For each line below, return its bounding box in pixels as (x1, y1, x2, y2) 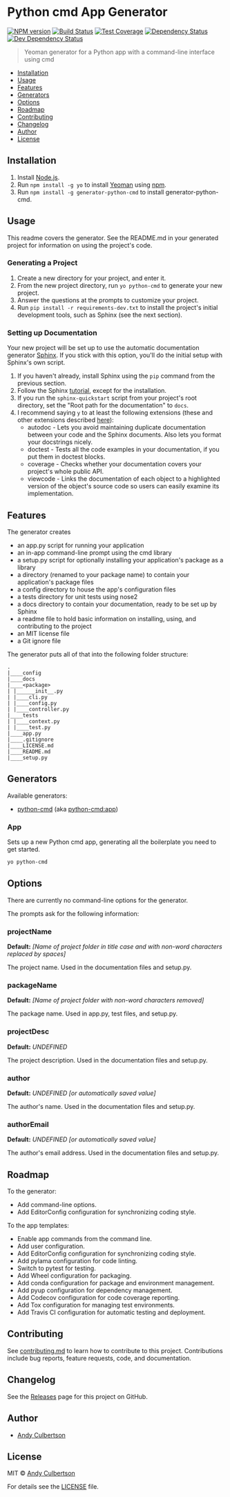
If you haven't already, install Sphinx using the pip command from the (17, 371, 215, 380)
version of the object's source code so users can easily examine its (27, 482, 220, 490)
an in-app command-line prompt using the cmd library (17, 548, 172, 557)
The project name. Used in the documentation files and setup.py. (7, 963, 192, 972)
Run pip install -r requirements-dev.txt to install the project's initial (17, 303, 218, 311)
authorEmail (7, 1119, 50, 1129)
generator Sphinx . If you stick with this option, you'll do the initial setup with (7, 351, 223, 360)
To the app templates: (7, 1222, 69, 1230)
